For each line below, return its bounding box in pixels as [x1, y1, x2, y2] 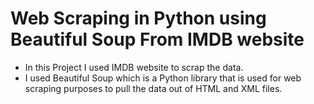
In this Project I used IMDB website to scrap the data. [24, 61, 244, 73]
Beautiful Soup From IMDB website [10, 28, 305, 51]
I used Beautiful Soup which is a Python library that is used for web [24, 72, 302, 84]
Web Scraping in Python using [10, 7, 267, 30]
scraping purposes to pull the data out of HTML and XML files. [24, 82, 283, 94]
